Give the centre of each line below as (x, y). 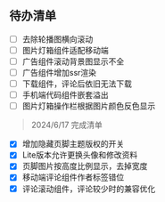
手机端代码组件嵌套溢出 (65, 95)
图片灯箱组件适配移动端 (65, 50)
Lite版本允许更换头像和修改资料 (80, 155)
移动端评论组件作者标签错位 (73, 177)
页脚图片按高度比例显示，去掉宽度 (85, 166)
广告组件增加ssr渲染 (59, 73)
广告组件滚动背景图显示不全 (73, 61)
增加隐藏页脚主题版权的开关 (73, 144)
